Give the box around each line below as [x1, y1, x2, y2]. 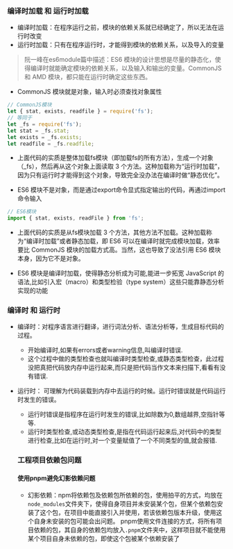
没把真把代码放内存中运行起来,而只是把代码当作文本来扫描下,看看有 [27, 363, 220, 372]
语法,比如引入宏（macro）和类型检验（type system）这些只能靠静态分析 [17, 278, 225, 286]
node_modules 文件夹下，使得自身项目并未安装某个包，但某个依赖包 [27, 499, 217, 508]
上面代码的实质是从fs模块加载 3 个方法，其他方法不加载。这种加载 [17, 228, 207, 237]
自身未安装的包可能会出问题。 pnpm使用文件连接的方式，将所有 [33, 516, 216, 525]
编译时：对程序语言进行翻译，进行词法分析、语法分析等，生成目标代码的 [17, 322, 224, 331]
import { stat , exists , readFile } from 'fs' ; [7, 215, 144, 222]
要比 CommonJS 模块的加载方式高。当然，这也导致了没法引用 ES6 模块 [17, 245, 221, 254]
